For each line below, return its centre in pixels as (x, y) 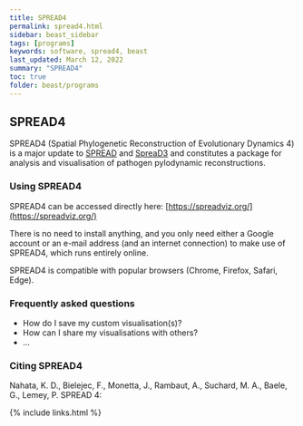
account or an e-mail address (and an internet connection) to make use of (147, 243)
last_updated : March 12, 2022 (67, 60)
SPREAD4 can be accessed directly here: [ (89, 206)
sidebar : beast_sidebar (54, 34)
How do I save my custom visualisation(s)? (102, 324)
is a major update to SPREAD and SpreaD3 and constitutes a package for (146, 153)
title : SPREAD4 (38, 18)
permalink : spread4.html (56, 26)
